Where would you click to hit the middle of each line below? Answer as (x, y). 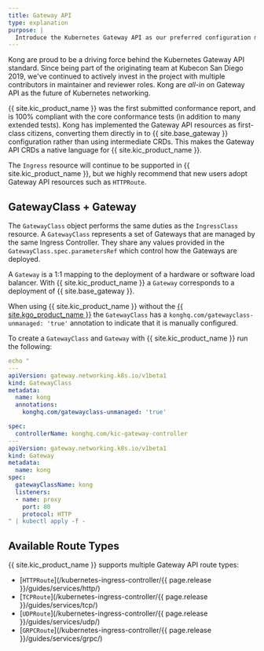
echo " (19, 361)
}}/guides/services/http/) (60, 588)
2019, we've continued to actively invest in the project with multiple (117, 76)
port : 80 (37, 507)
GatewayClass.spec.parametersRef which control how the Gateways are (123, 251)
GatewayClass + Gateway (73, 206)
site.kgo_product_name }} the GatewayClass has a (88, 314)
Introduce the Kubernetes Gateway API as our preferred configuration (133, 37)
